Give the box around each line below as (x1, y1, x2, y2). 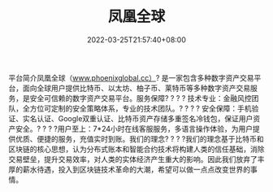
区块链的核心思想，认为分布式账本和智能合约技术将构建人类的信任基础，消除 (8, 144, 265, 154)
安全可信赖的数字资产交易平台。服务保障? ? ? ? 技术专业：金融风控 (29, 93, 252, 103)
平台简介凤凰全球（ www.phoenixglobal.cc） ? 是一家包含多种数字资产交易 (8, 72, 254, 82)
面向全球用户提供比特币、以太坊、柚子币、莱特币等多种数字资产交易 (22, 83, 250, 93)
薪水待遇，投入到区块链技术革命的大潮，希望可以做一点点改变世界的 (22, 164, 250, 174)
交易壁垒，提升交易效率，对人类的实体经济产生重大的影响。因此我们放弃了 (8, 154, 258, 164)
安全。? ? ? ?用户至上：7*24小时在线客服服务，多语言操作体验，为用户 (15, 124, 253, 133)
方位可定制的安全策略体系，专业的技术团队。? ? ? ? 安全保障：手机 (29, 103, 252, 113)
